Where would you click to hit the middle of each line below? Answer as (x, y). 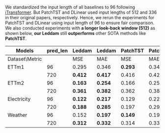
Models (25, 50)
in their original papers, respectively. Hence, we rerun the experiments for (80, 17)
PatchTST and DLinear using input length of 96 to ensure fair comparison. (80, 23)
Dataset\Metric (25, 59)
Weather (17, 115)
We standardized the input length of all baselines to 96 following (70, 7)
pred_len (57, 50)
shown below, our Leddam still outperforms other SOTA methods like (76, 33)
